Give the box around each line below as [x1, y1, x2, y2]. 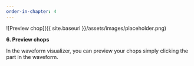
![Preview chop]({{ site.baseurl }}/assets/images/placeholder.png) [6, 25, 167, 32]
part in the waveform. [6, 53, 58, 60]
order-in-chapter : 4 [6, 8, 57, 15]
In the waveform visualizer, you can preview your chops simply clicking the [6, 47, 189, 54]
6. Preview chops [6, 36, 50, 43]
